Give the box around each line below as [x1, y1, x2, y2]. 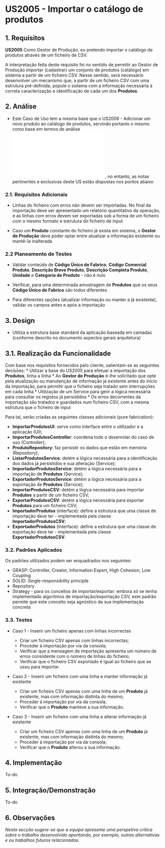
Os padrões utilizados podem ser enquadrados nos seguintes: [5, 558, 132, 564]
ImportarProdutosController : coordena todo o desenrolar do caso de [12, 434, 154, 440]
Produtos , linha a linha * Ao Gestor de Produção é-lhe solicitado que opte [5, 373, 157, 379]
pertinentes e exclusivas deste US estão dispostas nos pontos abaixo [12, 178, 154, 184]
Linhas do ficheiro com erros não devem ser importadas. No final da [12, 202, 151, 209]
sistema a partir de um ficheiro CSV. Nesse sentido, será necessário [5, 72, 144, 78]
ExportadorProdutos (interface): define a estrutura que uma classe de [12, 524, 157, 530]
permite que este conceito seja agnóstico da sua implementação [12, 599, 144, 605]
